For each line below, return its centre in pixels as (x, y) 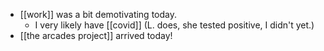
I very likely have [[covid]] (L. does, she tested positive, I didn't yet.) (174, 25)
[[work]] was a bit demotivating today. (98, 14)
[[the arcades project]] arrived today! (96, 35)
